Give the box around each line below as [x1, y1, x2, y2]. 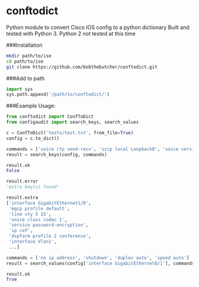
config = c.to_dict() [6, 135, 60, 141]
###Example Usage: [6, 102, 56, 109]
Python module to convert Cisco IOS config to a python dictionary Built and [6, 24, 190, 31]
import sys [6, 86, 33, 92]
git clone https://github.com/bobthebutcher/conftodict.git [6, 64, 158, 70]
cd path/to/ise [6, 58, 44, 65]
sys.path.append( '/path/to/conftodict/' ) [6, 92, 110, 98]
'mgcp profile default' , [8, 205, 70, 211]
